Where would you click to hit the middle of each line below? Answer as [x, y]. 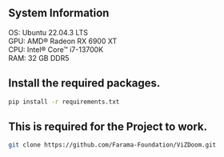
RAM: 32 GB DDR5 [39, 58]
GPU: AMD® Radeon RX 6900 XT [63, 41]
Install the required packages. [84, 83]
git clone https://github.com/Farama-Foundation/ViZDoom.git [112, 145]
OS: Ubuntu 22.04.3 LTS [48, 32]
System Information [59, 13]
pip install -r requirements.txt [64, 102]
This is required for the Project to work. [108, 126]
